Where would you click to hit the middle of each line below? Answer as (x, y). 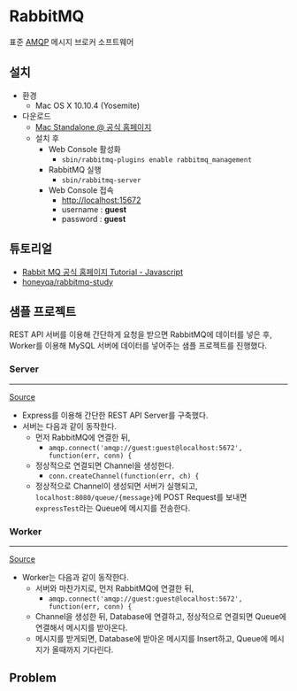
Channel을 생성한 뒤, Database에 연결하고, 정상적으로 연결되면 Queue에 (161, 616)
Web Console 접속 (81, 190)
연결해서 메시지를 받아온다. (81, 627)
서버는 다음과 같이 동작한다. (69, 426)
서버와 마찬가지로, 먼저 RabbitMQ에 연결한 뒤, (114, 588)
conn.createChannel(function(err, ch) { (124, 476)
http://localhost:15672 (101, 200)
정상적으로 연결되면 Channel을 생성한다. (105, 465)
